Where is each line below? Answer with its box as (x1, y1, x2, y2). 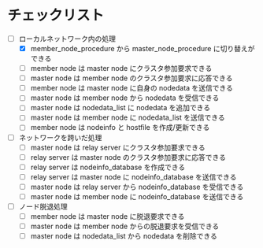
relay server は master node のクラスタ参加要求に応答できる (30, 152, 226, 161)
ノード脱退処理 (18, 202, 68, 211)
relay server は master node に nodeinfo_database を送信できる (30, 172, 237, 181)
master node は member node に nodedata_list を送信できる (30, 113, 225, 122)
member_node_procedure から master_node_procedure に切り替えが (30, 44, 255, 53)
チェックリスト (7, 6, 105, 24)
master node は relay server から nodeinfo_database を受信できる (30, 182, 244, 191)
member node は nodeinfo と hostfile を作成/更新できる (30, 123, 210, 132)
